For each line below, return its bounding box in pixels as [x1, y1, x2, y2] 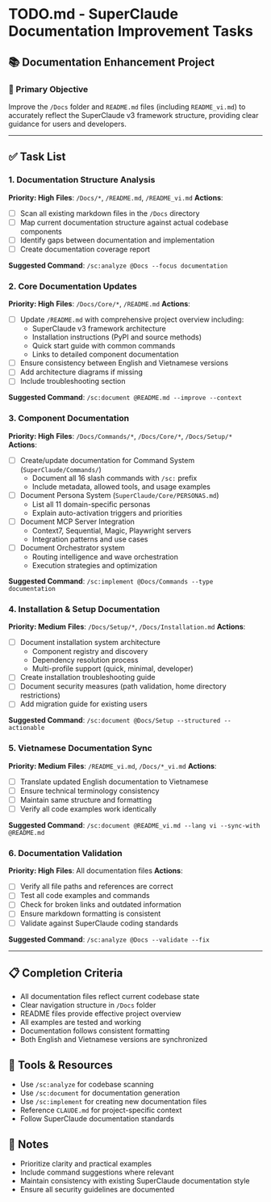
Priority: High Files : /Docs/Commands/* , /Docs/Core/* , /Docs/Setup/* [8, 431, 232, 441]
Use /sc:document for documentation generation [19, 1088, 180, 1098]
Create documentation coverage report [19, 244, 151, 254]
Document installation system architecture [19, 638, 161, 647]
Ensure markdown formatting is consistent [19, 909, 161, 918]
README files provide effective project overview [19, 1009, 181, 1019]
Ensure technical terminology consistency [19, 786, 160, 795]
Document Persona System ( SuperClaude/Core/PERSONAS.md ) [19, 490, 219, 500]
